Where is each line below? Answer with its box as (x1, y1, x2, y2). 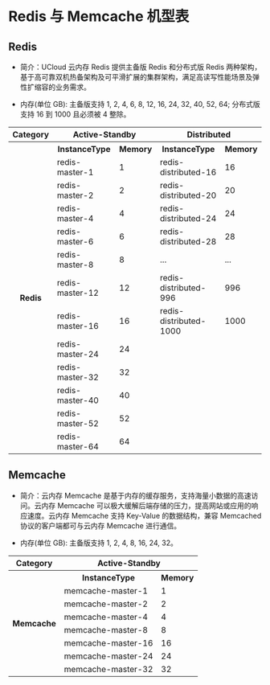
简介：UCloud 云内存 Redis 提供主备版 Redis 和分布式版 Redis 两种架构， (19, 62, 262, 72)
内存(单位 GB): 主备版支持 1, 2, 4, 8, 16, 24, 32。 (19, 538, 178, 548)
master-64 (56, 441, 99, 452)
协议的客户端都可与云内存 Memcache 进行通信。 (19, 520, 182, 531)
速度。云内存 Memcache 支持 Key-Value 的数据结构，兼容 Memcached (27, 511, 262, 520)
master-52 (56, 418, 99, 429)
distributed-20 (159, 190, 217, 201)
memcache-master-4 (63, 611, 149, 622)
